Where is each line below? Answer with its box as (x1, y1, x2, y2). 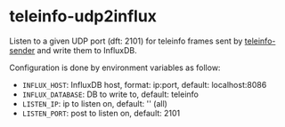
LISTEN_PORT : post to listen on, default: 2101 (21, 107, 181, 118)
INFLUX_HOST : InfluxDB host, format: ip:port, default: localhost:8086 (21, 79, 267, 90)
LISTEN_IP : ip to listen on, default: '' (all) (21, 98, 167, 108)
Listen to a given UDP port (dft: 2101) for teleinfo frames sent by (9, 36, 243, 46)
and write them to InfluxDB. (37, 44, 138, 55)
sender (9, 44, 36, 55)
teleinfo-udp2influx (9, 6, 158, 27)
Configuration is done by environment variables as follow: (9, 62, 221, 73)
